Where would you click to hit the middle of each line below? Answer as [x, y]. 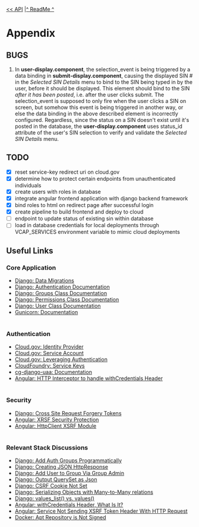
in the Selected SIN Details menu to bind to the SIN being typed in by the [104, 82]
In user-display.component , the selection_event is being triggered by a [102, 69]
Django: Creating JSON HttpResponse [61, 466]
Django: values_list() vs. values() [55, 498]
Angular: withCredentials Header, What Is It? [69, 504]
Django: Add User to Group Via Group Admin [70, 473]
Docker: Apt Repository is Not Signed [60, 517]
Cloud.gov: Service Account [49, 353]
